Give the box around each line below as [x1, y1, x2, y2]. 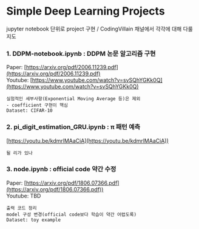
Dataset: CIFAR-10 [6, 108, 53, 114]
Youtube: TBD [6, 192, 41, 199]
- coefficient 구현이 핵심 [6, 102, 69, 109]
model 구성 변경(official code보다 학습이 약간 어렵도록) [6, 211, 137, 217]
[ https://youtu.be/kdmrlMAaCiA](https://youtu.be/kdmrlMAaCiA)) [6, 137, 169, 144]
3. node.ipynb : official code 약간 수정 [6, 165, 116, 174]
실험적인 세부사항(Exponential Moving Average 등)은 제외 [6, 96, 141, 102]
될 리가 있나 [6, 150, 33, 156]
